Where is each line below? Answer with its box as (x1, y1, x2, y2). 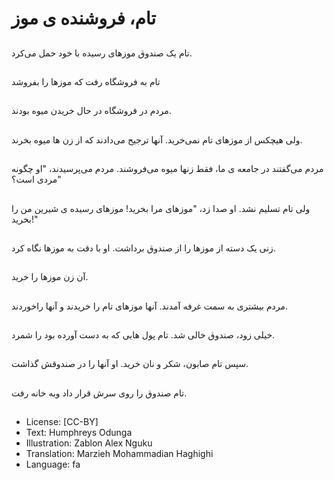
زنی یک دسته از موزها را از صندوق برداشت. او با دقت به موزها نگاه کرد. (11, 242, 276, 254)
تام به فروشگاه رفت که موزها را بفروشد (11, 75, 161, 87)
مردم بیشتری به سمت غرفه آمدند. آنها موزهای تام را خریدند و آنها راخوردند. (11, 300, 289, 312)
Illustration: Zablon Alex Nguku (25, 437, 153, 449)
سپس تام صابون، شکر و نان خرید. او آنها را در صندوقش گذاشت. (11, 358, 249, 370)
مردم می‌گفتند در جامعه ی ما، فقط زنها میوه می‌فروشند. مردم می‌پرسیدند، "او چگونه (11, 163, 324, 175)
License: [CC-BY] (25, 416, 99, 428)
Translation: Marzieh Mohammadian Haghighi (25, 448, 214, 460)
